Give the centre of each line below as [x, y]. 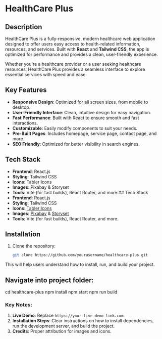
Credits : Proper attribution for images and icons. [62, 331]
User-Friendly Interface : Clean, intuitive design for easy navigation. [81, 112]
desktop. [21, 107]
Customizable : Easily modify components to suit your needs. [75, 128]
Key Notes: [19, 305]
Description [24, 27]
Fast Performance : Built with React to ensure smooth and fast [76, 118]
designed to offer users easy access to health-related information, [73, 44]
